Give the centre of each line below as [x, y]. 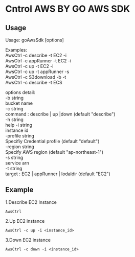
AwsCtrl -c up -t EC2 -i [29, 66]
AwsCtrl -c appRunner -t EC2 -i [38, 61]
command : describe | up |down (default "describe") [60, 114]
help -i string [19, 125]
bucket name [19, 103]
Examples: [16, 50]
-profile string [20, 136]
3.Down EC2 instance [28, 240]
